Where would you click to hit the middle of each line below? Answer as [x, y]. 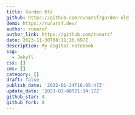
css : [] [16, 63]
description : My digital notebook [50, 46]
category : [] [23, 74]
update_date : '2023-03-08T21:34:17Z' [54, 91]
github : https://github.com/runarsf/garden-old [68, 18]
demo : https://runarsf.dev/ [42, 23]
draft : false [23, 80]
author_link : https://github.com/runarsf [60, 35]
